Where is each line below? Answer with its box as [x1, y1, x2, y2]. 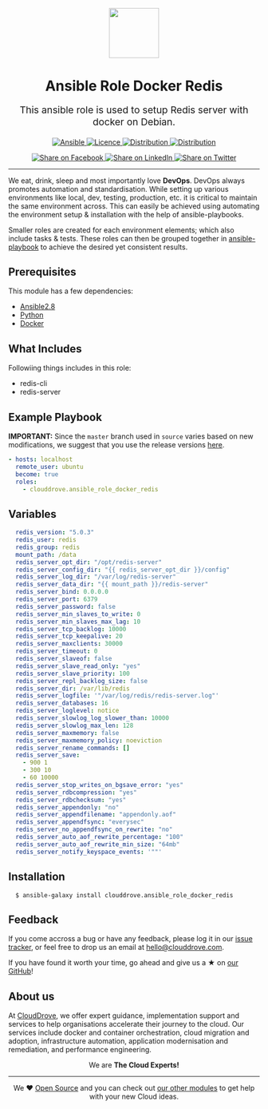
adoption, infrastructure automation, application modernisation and [8, 1036, 229, 1046]
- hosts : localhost [8, 455, 73, 463]
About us [8, 989, 55, 1003]
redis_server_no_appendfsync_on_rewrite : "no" [15, 825, 173, 834]
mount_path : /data [15, 551, 77, 558]
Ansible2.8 [19, 302, 56, 312]
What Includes [8, 342, 82, 356]
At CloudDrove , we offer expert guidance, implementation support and [8, 1011, 240, 1020]
